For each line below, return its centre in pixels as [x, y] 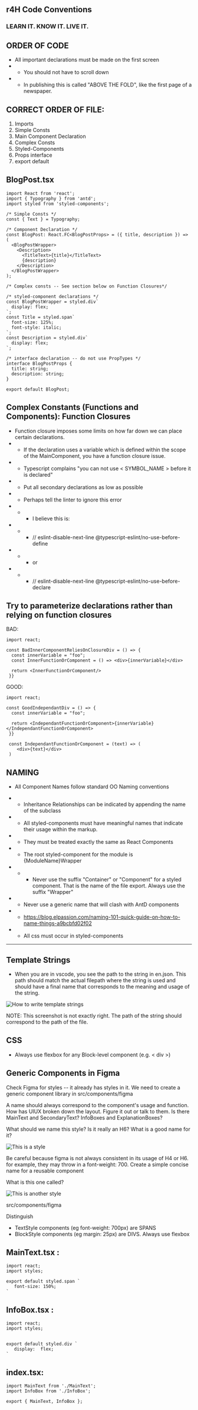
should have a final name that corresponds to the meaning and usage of [102, 987]
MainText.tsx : [33, 1252]
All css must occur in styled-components [73, 936]
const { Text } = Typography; [43, 219]
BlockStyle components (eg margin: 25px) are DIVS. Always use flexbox [102, 1234]
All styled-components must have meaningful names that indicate [103, 823]
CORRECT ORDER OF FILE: [55, 109]
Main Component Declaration [50, 136]
